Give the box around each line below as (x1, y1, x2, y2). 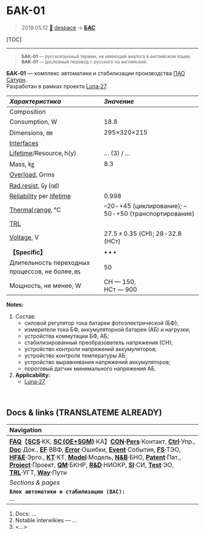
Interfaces (9, 138, 38, 147)
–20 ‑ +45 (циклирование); (103, 202, 182, 210)
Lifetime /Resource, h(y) (9, 148, 77, 157)
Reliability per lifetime (9, 191, 71, 200)
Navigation (9, 425, 42, 434)
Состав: (15, 313, 36, 320)
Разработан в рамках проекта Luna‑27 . (6, 82, 108, 89)
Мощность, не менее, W (9, 281, 81, 290)
